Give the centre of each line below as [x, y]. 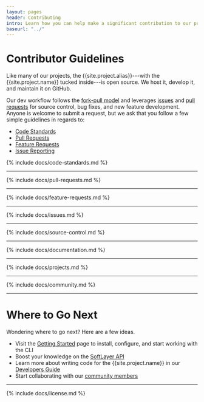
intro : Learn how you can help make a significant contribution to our [99, 23]
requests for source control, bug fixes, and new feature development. [93, 107]
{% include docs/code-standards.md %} [57, 163]
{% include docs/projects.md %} [47, 267]
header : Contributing [34, 18]
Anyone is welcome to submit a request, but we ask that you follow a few [97, 114]
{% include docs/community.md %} [51, 285]
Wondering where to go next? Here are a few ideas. [71, 332]
